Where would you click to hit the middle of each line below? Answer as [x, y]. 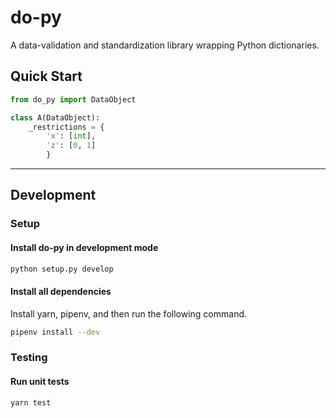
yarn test [31, 402]
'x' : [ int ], [71, 136]
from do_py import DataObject [73, 99]
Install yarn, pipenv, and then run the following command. [129, 313]
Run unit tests [40, 381]
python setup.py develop [62, 269]
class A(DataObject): [55, 117]
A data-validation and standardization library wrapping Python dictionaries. [165, 45]
